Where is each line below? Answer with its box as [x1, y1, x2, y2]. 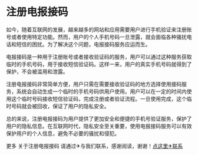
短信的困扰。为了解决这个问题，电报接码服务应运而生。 [16, 41, 151, 48]
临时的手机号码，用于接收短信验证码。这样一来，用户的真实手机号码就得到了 [6, 60, 192, 68]
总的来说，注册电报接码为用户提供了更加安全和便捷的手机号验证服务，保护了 [6, 115, 192, 122]
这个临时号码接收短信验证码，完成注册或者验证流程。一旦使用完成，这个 [11, 95, 187, 102]
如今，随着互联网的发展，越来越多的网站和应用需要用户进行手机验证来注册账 [6, 26, 192, 33]
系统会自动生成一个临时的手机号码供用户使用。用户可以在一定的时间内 [16, 88, 187, 95]
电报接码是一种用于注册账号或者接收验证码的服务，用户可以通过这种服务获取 [6, 53, 192, 60]
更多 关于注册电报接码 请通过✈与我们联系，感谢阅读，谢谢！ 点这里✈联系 [6, 142, 183, 149]
